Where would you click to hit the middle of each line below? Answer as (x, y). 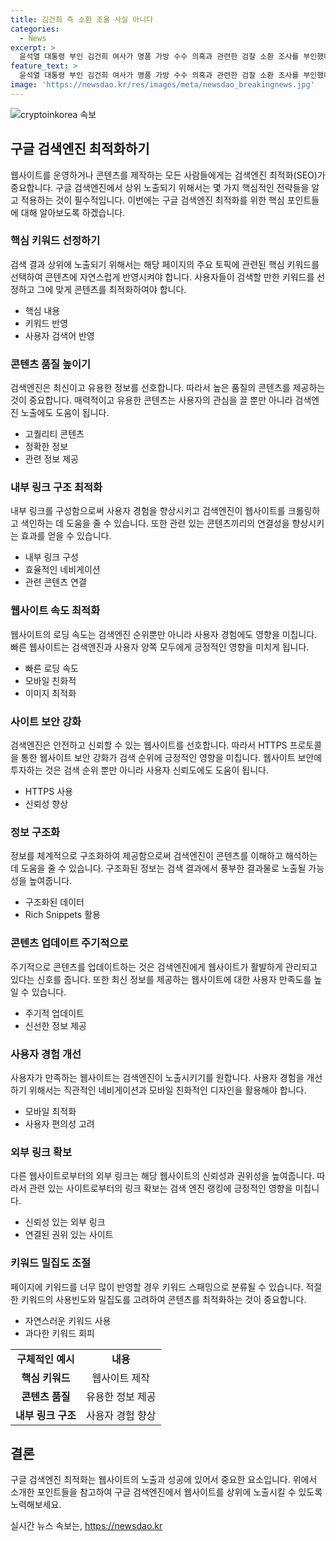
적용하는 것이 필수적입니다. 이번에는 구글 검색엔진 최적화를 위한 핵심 (152, 200)
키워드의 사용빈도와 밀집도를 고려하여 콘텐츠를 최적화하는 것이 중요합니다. (163, 1299)
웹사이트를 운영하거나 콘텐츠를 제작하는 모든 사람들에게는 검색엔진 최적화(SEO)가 (168, 175)
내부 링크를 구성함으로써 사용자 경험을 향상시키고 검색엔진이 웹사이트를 (148, 511)
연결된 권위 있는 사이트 (69, 1235)
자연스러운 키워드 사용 (68, 1320)
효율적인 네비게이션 (62, 570)
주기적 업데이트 (54, 1013)
